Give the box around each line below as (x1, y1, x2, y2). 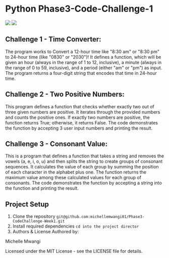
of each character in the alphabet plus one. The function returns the (5, 169, 146, 175)
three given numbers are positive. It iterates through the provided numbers (5, 109, 160, 115)
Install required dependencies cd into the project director (12, 223, 139, 229)
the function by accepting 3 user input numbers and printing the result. (5, 125, 153, 131)
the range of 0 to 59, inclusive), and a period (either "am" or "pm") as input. (5, 64, 162, 71)
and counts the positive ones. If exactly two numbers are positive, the (5, 114, 150, 120)
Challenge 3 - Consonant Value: (5, 140, 107, 148)
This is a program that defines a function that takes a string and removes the (5, 153, 164, 159)
